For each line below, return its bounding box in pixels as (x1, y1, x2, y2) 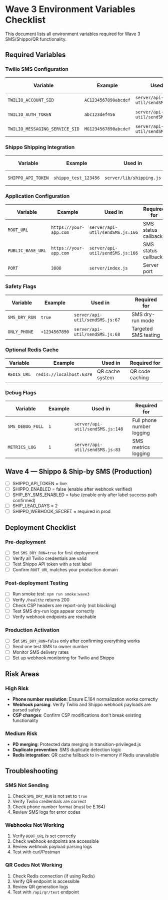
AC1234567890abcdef (84, 97, 131, 103)
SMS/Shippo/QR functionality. (5, 36, 66, 42)
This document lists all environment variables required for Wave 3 (5, 31, 140, 37)
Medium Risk (5, 730, 37, 737)
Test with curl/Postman (12, 849, 60, 855)
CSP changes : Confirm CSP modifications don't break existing (12, 712, 141, 718)
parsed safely (12, 707, 41, 713)
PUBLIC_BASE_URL (7, 248, 46, 254)
